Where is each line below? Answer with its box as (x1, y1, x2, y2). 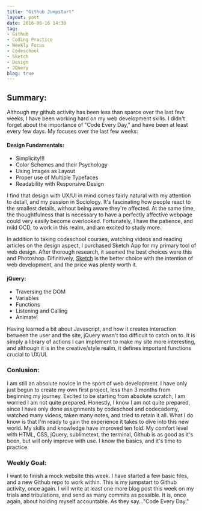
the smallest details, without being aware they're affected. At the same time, (7, 205, 195, 212)
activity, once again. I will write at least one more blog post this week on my (7, 485, 194, 492)
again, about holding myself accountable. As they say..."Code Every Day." (7, 498, 189, 505)
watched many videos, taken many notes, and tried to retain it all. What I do (7, 411, 194, 418)
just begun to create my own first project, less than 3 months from (7, 386, 171, 393)
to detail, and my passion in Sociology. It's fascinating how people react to (7, 198, 191, 206)
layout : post (7, 14, 40, 20)
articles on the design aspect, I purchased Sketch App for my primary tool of (7, 242, 197, 249)
